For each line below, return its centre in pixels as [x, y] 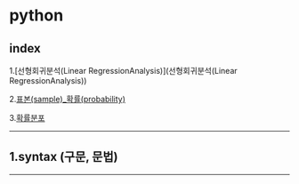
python [36, 16]
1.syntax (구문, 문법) [64, 157]
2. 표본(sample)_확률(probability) [68, 99]
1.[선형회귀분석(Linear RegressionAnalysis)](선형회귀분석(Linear [123, 71]
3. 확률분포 [27, 118]
